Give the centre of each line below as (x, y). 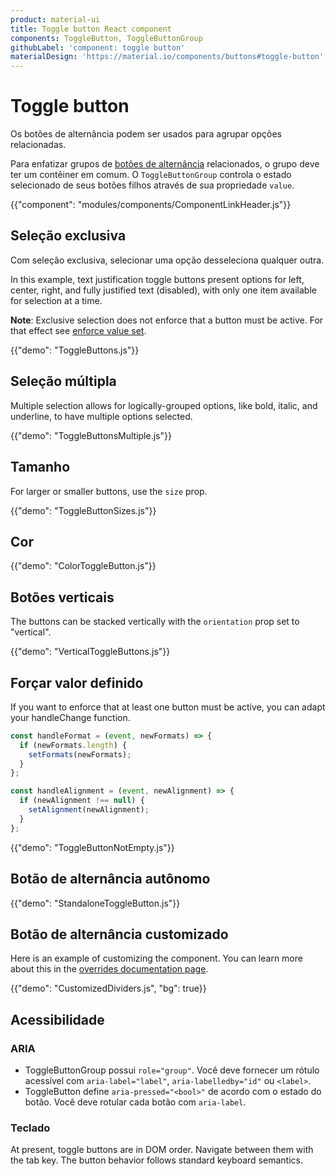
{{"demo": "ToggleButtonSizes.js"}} (83, 510)
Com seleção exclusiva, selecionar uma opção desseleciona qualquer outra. (167, 260)
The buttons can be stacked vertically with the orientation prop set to (155, 622)
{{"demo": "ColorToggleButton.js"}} (83, 566)
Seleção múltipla (63, 381)
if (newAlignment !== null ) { (82, 801)
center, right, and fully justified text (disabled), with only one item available (163, 290)
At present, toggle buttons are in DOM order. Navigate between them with (162, 1150)
